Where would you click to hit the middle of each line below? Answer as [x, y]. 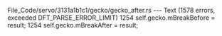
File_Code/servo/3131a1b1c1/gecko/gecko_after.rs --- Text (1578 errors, [111, 10]
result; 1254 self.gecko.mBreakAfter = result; [73, 25]
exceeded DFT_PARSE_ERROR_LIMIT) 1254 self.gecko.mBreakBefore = [111, 18]
